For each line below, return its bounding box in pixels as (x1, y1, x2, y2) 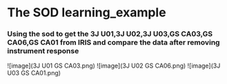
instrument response (7, 46, 79, 56)
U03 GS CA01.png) (7, 69, 61, 77)
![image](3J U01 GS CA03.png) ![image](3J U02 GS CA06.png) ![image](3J (7, 61, 221, 70)
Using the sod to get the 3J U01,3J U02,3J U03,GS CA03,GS (7, 29, 213, 39)
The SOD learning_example (7, 5, 167, 20)
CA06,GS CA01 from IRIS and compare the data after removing (7, 38, 220, 47)
